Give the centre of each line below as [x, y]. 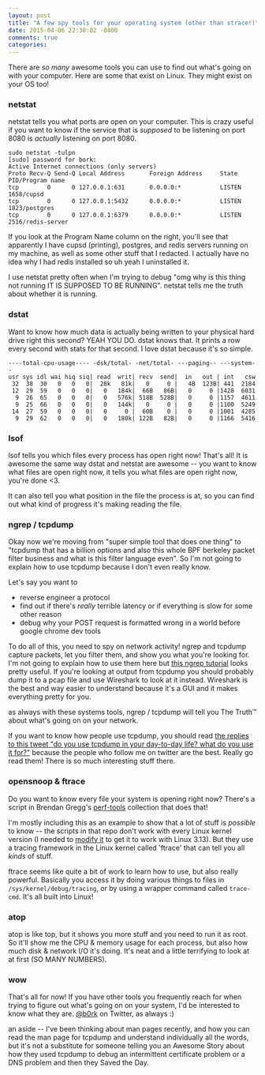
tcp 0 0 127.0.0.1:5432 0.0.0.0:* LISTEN [125, 201]
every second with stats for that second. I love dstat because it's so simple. [131, 348]
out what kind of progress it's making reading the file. [95, 504]
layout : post [30, 15]
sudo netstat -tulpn [42, 153]
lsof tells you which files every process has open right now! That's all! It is [128, 456]
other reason [40, 615]
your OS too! [29, 85]
